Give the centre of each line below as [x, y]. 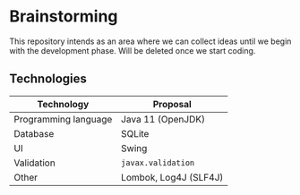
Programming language [63, 119]
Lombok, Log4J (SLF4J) [172, 177]
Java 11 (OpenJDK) [163, 119]
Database [34, 133]
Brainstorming [64, 17]
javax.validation [158, 162]
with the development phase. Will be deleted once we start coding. [133, 50]
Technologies [48, 79]
